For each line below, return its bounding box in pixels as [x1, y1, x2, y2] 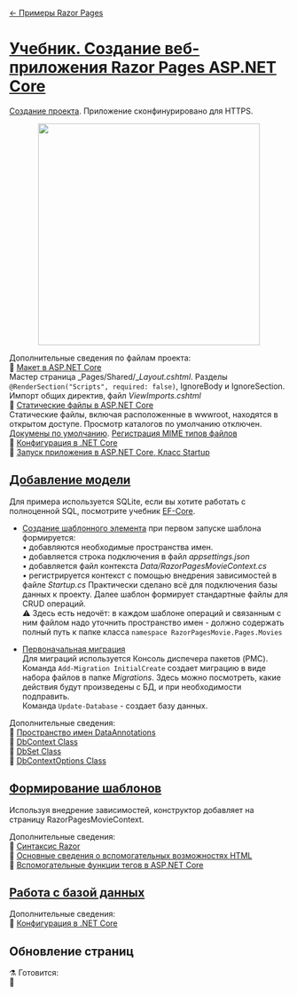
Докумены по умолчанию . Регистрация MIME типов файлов [9, 428, 238, 439]
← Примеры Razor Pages [9, 8, 104, 18]
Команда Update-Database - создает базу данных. [21, 700, 208, 711]
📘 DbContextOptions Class [9, 755, 106, 766]
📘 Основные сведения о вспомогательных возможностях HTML [9, 850, 253, 860]
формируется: [21, 532, 76, 542]
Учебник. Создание [9, 39, 161, 59]
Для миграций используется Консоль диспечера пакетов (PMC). [21, 652, 269, 664]
